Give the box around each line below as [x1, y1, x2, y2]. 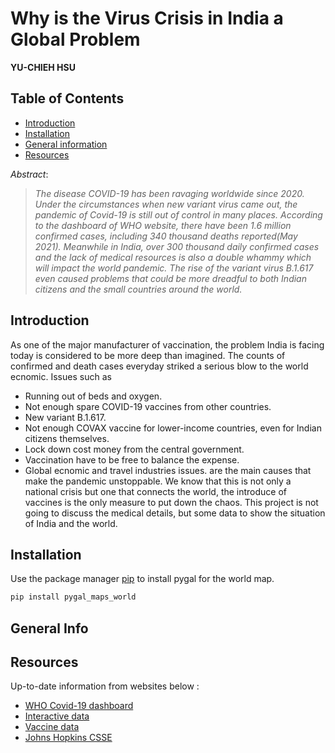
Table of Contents [10, 90, 125, 107]
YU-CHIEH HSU [10, 61, 76, 73]
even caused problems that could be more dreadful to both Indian [34, 272, 307, 284]
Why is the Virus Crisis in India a [10, 7, 284, 30]
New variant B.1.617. [24, 411, 107, 423]
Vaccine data [24, 721, 80, 733]
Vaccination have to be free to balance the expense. [24, 453, 240, 466]
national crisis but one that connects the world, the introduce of [24, 485, 288, 497]
